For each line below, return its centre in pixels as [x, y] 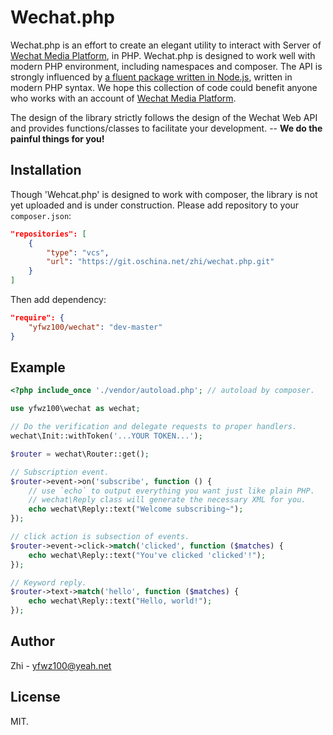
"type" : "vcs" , [78, 252]
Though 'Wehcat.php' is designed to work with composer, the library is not [164, 194]
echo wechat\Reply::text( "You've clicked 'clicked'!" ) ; [147, 555]
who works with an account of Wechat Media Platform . [123, 98]
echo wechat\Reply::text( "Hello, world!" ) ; [120, 601]
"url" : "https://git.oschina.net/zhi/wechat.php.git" [160, 262]
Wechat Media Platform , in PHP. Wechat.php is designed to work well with [163, 55]
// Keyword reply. [48, 582]
